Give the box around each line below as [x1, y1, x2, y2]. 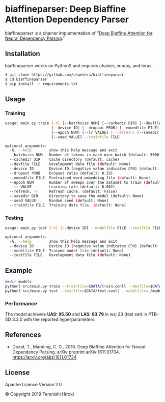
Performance [5, 300, 38, 307]
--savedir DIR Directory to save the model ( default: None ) [9, 194, 144, 199]
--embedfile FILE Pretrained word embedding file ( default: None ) [9, 175, 151, 180]
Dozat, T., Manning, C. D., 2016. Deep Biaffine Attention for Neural [12, 344, 146, 349]
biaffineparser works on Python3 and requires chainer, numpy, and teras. [5, 62, 153, 68]
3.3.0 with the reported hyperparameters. [12, 316, 96, 322]
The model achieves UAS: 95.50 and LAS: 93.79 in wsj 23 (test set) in [5, 311, 147, 317]
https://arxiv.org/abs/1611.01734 [12, 354, 77, 360]
